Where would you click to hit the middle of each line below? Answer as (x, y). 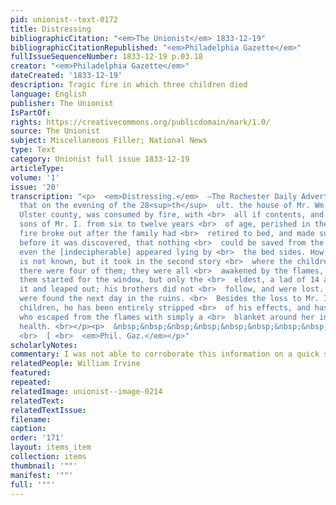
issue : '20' (35, 187)
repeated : (31, 382)
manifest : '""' (42, 475)
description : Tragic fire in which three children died (129, 85)
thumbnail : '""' (44, 466)
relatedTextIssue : (48, 410)
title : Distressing (51, 29)
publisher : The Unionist (62, 103)
